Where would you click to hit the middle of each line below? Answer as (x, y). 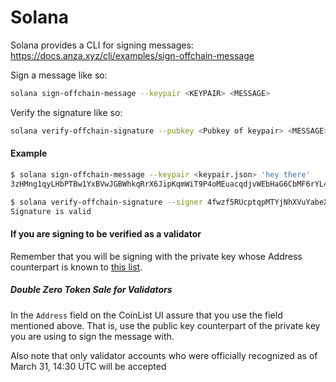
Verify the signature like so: (66, 112)
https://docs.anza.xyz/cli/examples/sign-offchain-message (132, 55)
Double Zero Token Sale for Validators (91, 290)
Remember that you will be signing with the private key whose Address (156, 256)
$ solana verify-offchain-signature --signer (106, 202)
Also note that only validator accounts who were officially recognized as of (164, 355)
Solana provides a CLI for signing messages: (102, 45)
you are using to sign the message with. (92, 336)
